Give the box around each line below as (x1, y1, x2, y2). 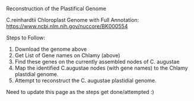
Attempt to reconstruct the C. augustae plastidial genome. (14, 77, 157, 84)
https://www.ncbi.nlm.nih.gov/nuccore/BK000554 (6, 23, 128, 30)
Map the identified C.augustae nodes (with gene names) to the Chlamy (14, 64, 188, 71)
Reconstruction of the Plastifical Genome (6, 5, 107, 12)
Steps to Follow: (6, 34, 46, 41)
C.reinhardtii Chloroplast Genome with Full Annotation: (6, 17, 139, 23)
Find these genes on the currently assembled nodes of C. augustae (14, 58, 180, 65)
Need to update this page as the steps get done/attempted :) (6, 89, 154, 95)
